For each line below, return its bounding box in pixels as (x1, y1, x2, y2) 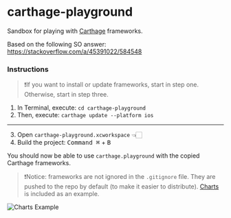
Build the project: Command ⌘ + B (16, 138, 111, 147)
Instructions (7, 64, 49, 74)
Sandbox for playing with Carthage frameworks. (7, 27, 143, 35)
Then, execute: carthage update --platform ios (16, 111, 154, 119)
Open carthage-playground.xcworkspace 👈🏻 (16, 131, 142, 139)
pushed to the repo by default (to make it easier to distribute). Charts (23, 182, 219, 191)
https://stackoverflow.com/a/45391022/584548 (7, 47, 142, 56)
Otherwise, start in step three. (23, 90, 109, 99)
